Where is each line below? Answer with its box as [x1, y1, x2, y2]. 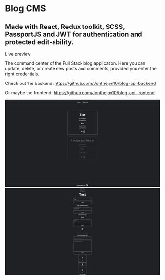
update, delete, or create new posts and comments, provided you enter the [5, 66, 157, 71]
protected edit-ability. [5, 38, 74, 46]
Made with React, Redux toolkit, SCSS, [5, 23, 125, 31]
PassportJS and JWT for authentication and [5, 30, 142, 38]
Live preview [5, 51, 31, 56]
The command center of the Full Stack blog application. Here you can [5, 60, 146, 66]
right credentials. [5, 71, 40, 77]
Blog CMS [5, 3, 46, 14]
